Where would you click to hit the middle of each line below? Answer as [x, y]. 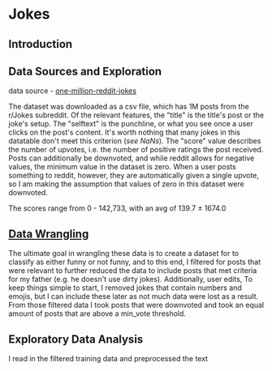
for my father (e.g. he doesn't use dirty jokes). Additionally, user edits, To [131, 279]
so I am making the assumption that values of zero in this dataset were [127, 184]
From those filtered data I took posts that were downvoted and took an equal [136, 305]
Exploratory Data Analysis [76, 339]
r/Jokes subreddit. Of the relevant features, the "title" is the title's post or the [136, 115]
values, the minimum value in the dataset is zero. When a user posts [123, 167]
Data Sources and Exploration [85, 71]
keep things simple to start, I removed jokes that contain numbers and [125, 288]
